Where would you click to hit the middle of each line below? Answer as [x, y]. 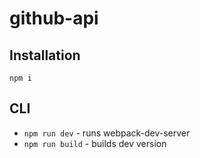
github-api [54, 18]
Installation [45, 55]
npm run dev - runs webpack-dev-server [107, 133]
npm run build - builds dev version [95, 143]
